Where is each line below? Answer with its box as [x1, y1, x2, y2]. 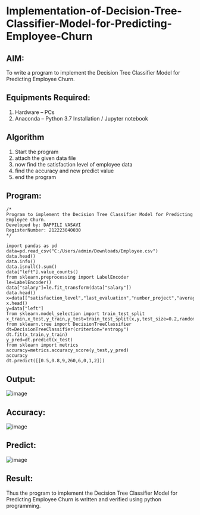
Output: [6, 374, 36, 384]
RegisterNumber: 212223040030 [6, 227, 82, 233]
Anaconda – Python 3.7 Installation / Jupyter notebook [14, 115, 148, 122]
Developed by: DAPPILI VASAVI [6, 222, 82, 228]
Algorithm [6, 132, 45, 143]
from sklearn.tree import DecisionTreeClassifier [6, 321, 132, 328]
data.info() [6, 258, 36, 265]
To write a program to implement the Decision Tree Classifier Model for [6, 69, 180, 76]
